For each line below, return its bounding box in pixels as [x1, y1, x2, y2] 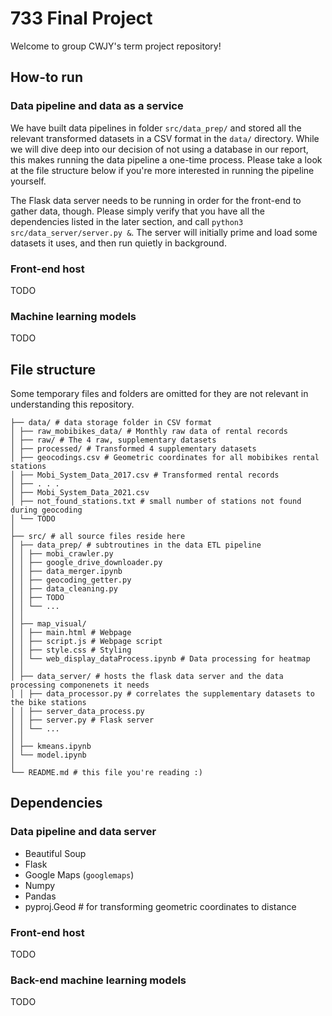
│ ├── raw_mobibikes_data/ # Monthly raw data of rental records [10, 427, 288, 437]
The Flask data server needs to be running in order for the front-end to [10, 194, 302, 206]
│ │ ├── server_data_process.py [10, 707, 145, 717]
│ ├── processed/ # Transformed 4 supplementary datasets [10, 444, 257, 454]
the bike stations [10, 698, 87, 708]
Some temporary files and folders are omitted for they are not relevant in [10, 388, 309, 400]
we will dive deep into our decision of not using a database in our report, [10, 143, 309, 155]
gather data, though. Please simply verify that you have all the [10, 205, 266, 217]
